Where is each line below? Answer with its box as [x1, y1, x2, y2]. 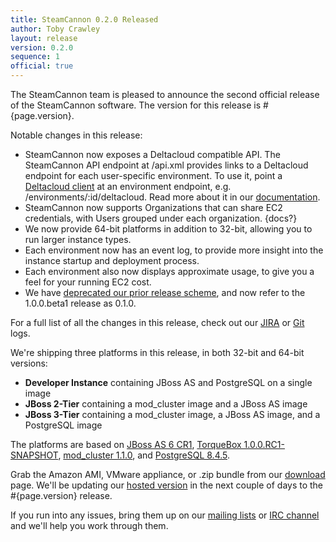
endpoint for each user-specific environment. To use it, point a [24, 170, 283, 181]
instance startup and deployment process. [24, 255, 200, 266]
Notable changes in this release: [10, 129, 143, 141]
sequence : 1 [10, 52, 60, 62]
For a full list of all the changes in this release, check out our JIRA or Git [10, 317, 305, 328]
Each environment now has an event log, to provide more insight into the [24, 244, 324, 256]
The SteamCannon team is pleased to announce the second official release [10, 89, 320, 100]
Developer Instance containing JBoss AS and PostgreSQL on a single [24, 377, 313, 388]
